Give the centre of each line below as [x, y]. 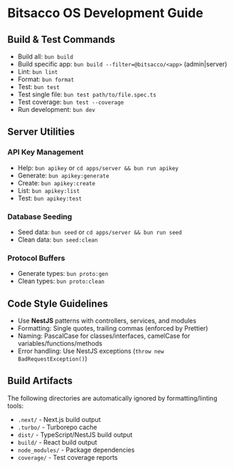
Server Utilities [41, 132]
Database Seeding [40, 217]
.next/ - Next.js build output [59, 419]
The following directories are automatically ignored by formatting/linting [112, 398]
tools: [16, 406]
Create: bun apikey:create [57, 182]
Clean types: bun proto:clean [61, 281]
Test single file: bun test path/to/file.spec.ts [87, 94]
